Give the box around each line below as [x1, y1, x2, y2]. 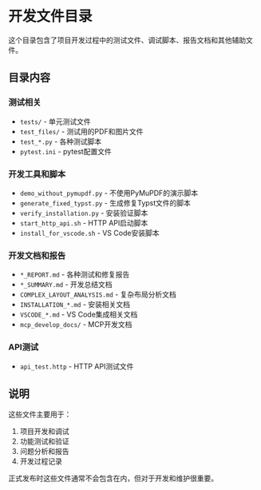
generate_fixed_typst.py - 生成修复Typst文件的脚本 [19, 197, 192, 208]
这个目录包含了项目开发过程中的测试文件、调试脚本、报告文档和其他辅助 [8, 35, 246, 45]
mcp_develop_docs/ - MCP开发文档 [19, 320, 132, 329]
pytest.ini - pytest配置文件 [19, 146, 112, 156]
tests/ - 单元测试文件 [19, 117, 92, 126]
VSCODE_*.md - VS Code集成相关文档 [19, 309, 138, 320]
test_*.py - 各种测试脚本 [19, 137, 102, 146]
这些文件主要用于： [8, 409, 72, 420]
